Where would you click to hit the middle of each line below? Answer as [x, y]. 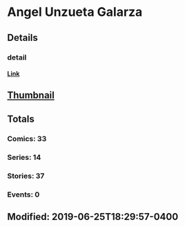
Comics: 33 [27, 138]
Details [22, 38]
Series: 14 [24, 157]
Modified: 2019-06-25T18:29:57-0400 [93, 216]
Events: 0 [23, 194]
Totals [21, 119]
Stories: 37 [26, 176]
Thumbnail [31, 95]
